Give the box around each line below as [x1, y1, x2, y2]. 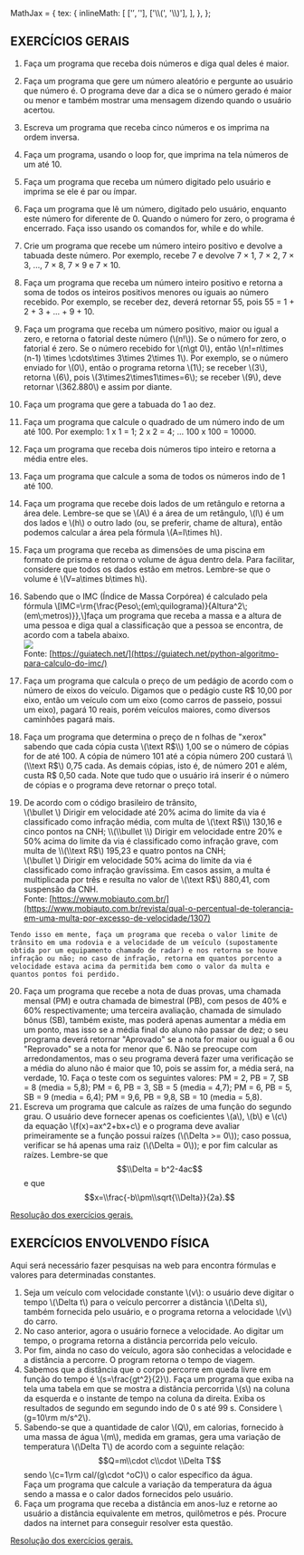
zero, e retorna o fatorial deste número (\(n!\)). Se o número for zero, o [23, 333, 287, 343]
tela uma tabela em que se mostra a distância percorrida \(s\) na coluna [23, 1383, 290, 1394]
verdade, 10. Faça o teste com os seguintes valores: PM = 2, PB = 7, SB [23, 1072, 289, 1083]
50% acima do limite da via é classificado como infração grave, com [23, 835, 279, 846]
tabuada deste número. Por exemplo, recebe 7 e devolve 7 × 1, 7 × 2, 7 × [23, 249, 295, 261]
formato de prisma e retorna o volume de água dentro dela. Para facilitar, [23, 554, 295, 565]
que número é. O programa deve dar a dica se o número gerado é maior [23, 85, 292, 96]
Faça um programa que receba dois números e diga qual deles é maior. [23, 58, 290, 69]
